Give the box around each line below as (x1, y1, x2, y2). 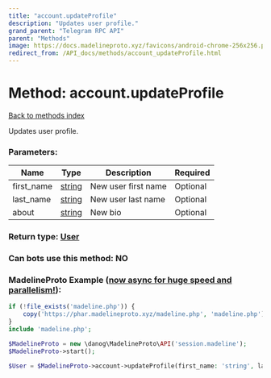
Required (174, 167, 211, 178)
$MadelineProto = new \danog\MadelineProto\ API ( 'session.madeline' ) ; (8, 339, 248, 347)
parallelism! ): (8, 285, 62, 295)
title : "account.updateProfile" (8, 11, 117, 20)
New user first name (90, 181, 167, 192)
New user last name (90, 194, 165, 206)
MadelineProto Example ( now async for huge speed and (8, 275, 232, 285)
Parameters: (8, 146, 58, 157)
